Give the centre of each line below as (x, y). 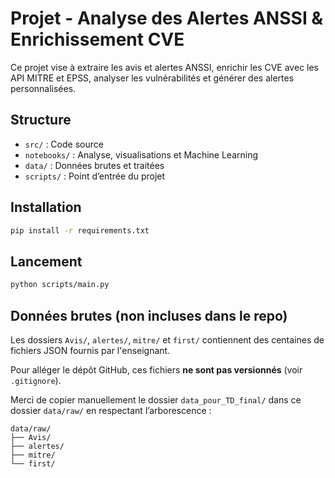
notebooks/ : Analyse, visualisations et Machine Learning (141, 154)
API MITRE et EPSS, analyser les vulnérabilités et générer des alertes (152, 78)
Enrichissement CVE (97, 39)
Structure (41, 120)
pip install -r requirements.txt (80, 230)
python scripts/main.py (60, 285)
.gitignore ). (36, 380)
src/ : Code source (64, 144)
